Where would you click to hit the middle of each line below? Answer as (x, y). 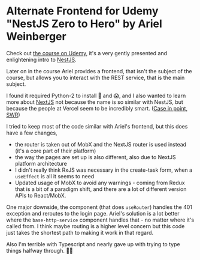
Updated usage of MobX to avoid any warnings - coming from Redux (100, 183)
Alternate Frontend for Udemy (82, 11)
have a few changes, (32, 133)
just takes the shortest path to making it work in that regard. (80, 232)
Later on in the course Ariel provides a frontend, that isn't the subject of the (99, 71)
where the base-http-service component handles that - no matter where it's (100, 220)
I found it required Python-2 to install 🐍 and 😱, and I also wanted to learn (96, 95)
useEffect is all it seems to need (54, 176)
